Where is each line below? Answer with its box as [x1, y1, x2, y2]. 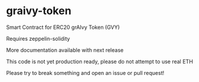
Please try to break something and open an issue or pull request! [6, 69, 165, 76]
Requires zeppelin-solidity [6, 35, 70, 42]
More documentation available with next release [6, 46, 124, 54]
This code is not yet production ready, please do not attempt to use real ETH [6, 58, 193, 65]
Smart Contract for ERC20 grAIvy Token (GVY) [6, 24, 120, 31]
